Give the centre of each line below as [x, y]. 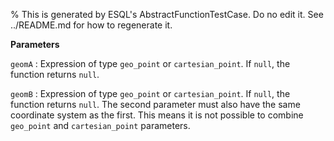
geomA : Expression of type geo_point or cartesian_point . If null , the [150, 63]
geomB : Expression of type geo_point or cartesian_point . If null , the [150, 93]
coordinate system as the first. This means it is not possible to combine [157, 115]
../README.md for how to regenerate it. [91, 25]
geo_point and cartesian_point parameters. [100, 125]
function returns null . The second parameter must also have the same [155, 104]
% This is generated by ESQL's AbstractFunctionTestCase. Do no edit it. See [167, 14]
